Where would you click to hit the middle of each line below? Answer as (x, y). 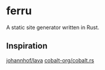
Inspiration (27, 46)
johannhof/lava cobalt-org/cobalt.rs (50, 60)
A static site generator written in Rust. (53, 27)
